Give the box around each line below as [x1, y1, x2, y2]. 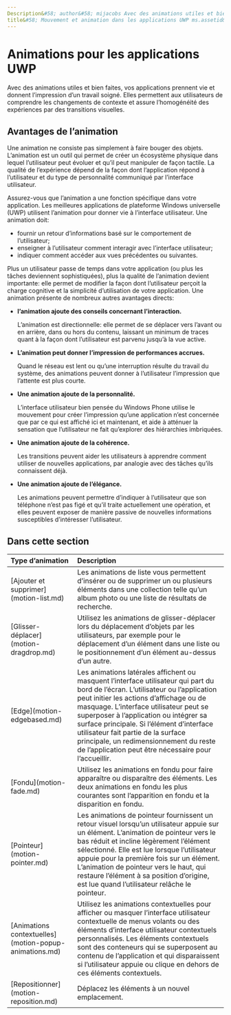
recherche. [77, 602, 113, 612]
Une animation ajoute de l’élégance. [16, 480, 122, 488]
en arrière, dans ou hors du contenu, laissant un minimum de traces [16, 328, 209, 336]
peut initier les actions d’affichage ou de [77, 694, 206, 703]
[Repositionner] [10, 980, 61, 989]
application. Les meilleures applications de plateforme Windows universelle [7, 201, 221, 210]
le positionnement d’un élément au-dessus [77, 647, 217, 657]
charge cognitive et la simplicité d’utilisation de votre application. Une [7, 287, 204, 295]
